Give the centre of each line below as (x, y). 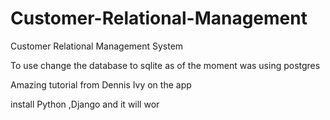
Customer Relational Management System (97, 46)
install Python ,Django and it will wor (85, 104)
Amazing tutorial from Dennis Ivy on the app (101, 84)
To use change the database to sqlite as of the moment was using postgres (165, 65)
